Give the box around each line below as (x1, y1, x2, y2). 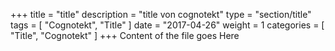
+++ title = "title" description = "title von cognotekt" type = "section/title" (10, 9, 312, 20)
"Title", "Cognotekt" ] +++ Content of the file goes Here (10, 30, 240, 41)
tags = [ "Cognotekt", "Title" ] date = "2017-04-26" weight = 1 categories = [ (10, 19, 325, 31)
